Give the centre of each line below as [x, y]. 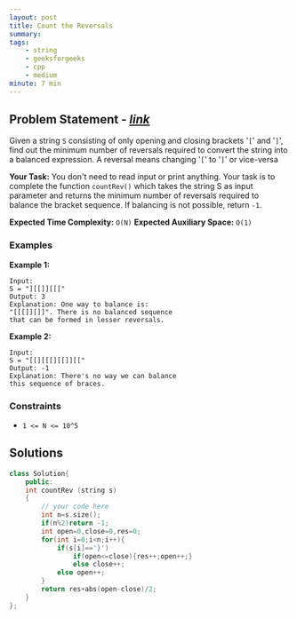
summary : [25, 34]
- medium [41, 75]
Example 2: [30, 336]
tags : [19, 42]
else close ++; [99, 565]
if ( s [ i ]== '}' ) [83, 548]
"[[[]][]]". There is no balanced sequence [91, 312]
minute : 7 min [36, 83]
